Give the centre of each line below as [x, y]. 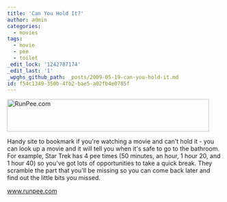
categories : [24, 26]
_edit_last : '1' [30, 71]
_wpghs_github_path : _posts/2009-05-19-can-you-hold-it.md [93, 77]
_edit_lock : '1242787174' [44, 64]
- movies [26, 33]
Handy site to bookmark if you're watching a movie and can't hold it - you [110, 142]
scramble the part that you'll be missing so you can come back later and [109, 171]
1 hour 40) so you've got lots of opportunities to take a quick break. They [110, 163]
